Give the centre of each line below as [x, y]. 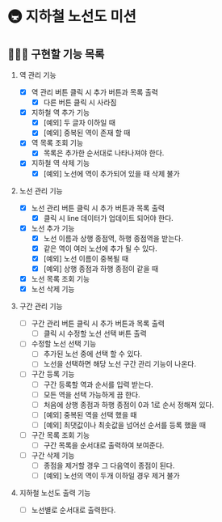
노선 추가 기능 [53, 228]
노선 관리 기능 [41, 190]
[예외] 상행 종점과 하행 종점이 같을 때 [101, 269]
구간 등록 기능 [53, 374]
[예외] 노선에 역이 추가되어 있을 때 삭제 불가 [111, 173]
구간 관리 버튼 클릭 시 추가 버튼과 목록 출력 [98, 324]
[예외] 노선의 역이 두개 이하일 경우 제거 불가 [111, 476]
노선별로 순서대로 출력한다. [73, 510]
